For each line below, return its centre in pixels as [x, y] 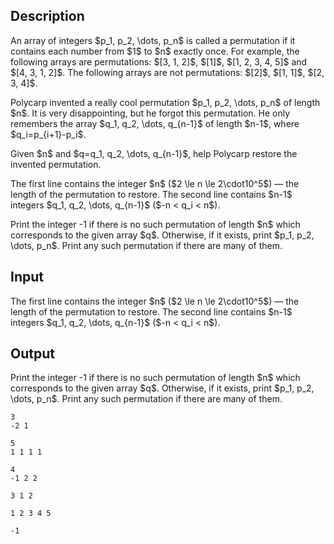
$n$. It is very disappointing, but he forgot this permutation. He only [150, 113]
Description [47, 16]
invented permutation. [56, 164]
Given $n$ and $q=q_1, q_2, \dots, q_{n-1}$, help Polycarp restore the [154, 153]
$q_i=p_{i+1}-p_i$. [48, 134]
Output [32, 354]
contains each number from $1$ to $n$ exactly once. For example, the [155, 51]
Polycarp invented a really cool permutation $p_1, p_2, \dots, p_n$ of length [165, 102]
